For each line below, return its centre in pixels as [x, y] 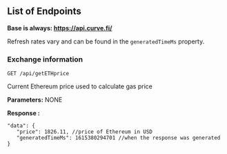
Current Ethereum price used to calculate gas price [80, 86]
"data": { [21, 126]
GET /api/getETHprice [38, 74]
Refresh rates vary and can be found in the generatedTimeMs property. [106, 41]
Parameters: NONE [35, 100]
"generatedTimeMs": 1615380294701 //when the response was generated [118, 138]
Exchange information [45, 59]
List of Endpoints [44, 11]
